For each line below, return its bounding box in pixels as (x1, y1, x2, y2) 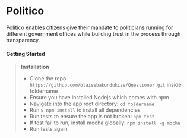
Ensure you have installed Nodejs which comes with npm (29, 94, 169, 101)
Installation (20, 64, 49, 71)
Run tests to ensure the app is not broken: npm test (29, 113, 155, 120)
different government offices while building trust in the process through (6, 30, 181, 37)
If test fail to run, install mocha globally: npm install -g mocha (29, 119, 180, 126)
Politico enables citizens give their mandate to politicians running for (6, 24, 173, 31)
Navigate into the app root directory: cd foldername (29, 100, 155, 108)
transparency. (6, 36, 40, 43)
